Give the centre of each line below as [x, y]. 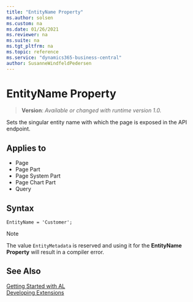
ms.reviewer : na [27, 35]
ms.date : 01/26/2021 [33, 29]
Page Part [28, 170]
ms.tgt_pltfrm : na [30, 47]
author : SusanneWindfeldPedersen [49, 63]
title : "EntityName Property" [45, 12]
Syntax [20, 208]
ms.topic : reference [33, 52]
